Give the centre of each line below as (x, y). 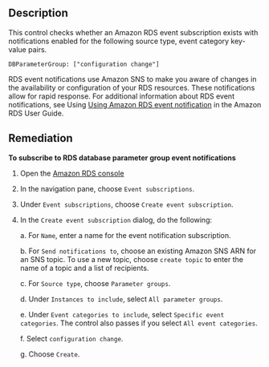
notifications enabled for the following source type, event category (119, 41)
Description (38, 13)
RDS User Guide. (36, 113)
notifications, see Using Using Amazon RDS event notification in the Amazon (135, 104)
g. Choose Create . (50, 354)
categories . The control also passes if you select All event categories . (139, 323)
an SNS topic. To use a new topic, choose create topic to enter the (131, 259)
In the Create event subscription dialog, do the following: (116, 220)
